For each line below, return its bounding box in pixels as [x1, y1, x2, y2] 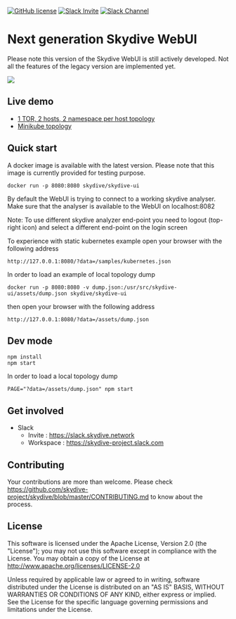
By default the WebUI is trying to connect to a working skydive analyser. [7, 194, 216, 203]
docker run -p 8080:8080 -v [7, 284, 90, 291]
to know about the [150, 493, 203, 501]
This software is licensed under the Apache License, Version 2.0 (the [7, 539, 207, 547]
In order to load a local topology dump [7, 372, 118, 380]
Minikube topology [17, 122, 72, 130]
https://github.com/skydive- [7, 485, 88, 493]
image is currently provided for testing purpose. [7, 168, 146, 177]
